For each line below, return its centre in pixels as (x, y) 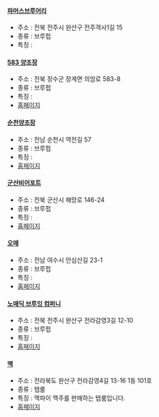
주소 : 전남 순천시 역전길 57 (54, 139)
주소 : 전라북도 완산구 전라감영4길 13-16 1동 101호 (84, 381)
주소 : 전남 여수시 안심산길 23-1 (60, 260)
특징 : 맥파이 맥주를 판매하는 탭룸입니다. (71, 398)
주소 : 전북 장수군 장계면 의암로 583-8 (69, 79)
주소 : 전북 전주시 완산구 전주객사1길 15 (70, 27)
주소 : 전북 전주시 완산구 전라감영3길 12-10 (75, 321)
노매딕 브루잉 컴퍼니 (34, 303)
